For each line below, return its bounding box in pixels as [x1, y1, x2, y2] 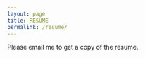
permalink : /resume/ [7, 23, 68, 30]
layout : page [7, 10, 46, 18]
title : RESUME [7, 17, 49, 24]
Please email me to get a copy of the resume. [7, 43, 139, 52]
